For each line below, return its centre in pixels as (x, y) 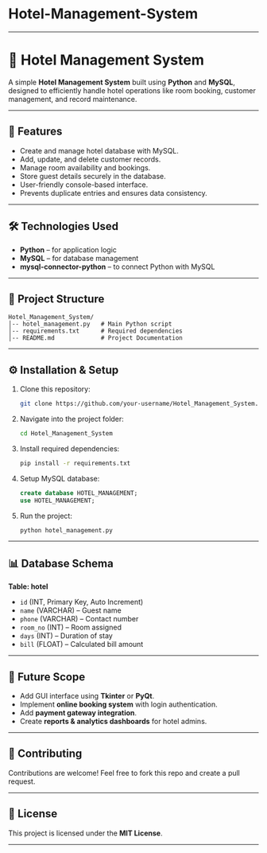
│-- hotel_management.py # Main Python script (90, 324)
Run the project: (46, 516)
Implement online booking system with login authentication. (119, 704)
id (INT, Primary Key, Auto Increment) (81, 602)
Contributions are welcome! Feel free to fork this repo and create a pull (124, 773)
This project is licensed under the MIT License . (85, 833)
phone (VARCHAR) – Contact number (79, 619)
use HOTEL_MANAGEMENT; (57, 501)
